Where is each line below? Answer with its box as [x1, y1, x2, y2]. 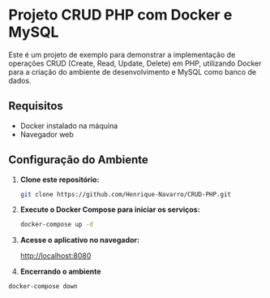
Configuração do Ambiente [8, 153, 148, 167]
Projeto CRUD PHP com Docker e [8, 6, 233, 24]
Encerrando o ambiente [19, 266, 101, 277]
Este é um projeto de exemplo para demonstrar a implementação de [8, 50, 236, 59]
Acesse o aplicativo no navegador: [19, 235, 140, 245]
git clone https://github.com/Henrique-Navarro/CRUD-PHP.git [19, 190, 232, 198]
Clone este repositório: [19, 175, 100, 184]
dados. [8, 76, 32, 85]
